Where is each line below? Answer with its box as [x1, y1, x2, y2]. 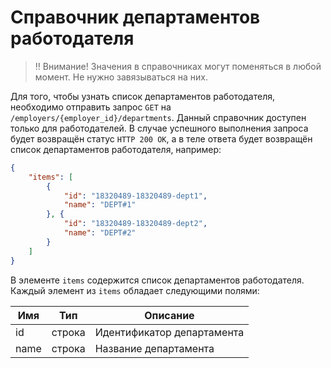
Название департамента [94, 341, 215, 355]
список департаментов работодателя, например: [10, 143, 222, 155]
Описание [144, 308, 195, 322]
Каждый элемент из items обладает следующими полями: [10, 284, 260, 296]
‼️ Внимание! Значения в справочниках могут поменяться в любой [34, 60, 322, 72]
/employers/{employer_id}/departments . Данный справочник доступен [10, 111, 307, 123]
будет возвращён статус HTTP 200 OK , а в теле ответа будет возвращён [10, 132, 313, 145]
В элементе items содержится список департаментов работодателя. [10, 274, 305, 286]
